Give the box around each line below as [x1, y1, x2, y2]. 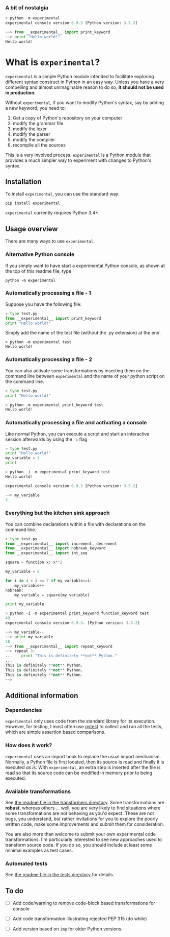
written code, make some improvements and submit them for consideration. [5, 821, 164, 827]
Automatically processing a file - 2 [5, 356, 93, 363]
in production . [5, 89, 36, 95]
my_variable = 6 [5, 569, 40, 574]
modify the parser [12, 131, 51, 137]
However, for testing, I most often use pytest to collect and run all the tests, [5, 724, 163, 730]
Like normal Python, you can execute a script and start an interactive [5, 430, 150, 437]
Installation [5, 178, 42, 186]
